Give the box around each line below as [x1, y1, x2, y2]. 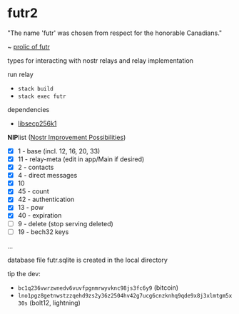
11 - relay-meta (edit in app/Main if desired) [17, 155, 145, 163]
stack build [17, 85, 54, 92]
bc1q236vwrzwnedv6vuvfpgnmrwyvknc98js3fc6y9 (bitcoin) [17, 283, 179, 292]
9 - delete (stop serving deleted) [17, 219, 114, 228]
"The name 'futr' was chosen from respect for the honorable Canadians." [7, 29, 223, 37]
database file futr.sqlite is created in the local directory [7, 255, 168, 264]
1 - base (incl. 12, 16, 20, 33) [17, 146, 101, 155]
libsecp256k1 [17, 119, 57, 128]
